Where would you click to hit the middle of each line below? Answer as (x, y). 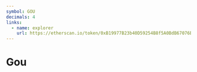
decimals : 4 (21, 17)
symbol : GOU (21, 11)
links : (14, 22)
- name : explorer (33, 28)
